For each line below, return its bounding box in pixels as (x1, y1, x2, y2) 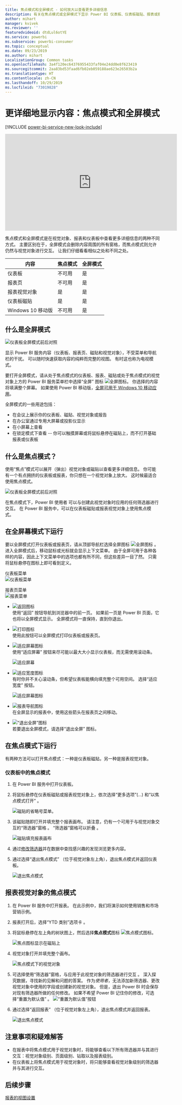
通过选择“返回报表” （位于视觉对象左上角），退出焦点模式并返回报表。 (12, 1006, 153, 1012)
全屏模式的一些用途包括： (5, 401, 57, 407)
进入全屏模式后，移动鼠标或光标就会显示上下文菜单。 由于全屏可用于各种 (5, 547, 153, 553)
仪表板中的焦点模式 (5, 769, 51, 776)
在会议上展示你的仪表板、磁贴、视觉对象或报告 (12, 412, 107, 418)
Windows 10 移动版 (7, 307, 53, 314)
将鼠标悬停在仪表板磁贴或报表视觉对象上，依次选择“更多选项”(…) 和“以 (12, 791, 156, 797)
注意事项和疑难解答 (5, 1033, 63, 1041)
